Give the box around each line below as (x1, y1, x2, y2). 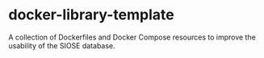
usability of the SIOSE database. (8, 40, 115, 50)
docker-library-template (8, 6, 175, 24)
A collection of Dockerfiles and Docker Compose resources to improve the (8, 32, 256, 42)
